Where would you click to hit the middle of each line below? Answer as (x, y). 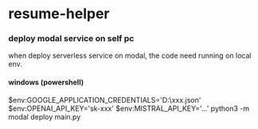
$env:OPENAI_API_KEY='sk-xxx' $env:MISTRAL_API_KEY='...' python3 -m (129, 108)
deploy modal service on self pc (71, 39)
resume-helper (59, 14)
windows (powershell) (46, 82)
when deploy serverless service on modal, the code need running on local (130, 55)
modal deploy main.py (45, 116)
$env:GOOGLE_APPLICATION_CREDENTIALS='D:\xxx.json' (105, 100)
